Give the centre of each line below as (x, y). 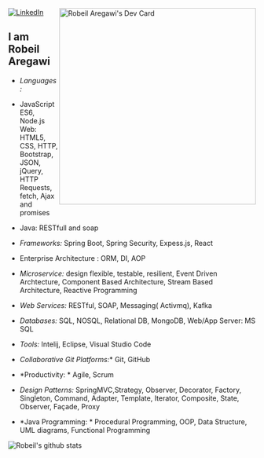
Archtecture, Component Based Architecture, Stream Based (116, 281)
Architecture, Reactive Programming (78, 290)
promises (35, 212)
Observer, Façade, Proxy (60, 406)
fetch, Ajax (37, 196)
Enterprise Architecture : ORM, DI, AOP (82, 258)
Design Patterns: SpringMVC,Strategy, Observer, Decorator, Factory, (130, 390)
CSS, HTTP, (38, 145)
